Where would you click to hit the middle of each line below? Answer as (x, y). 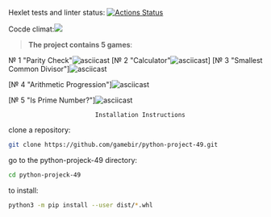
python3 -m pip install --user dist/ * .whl (81, 205)
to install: (23, 190)
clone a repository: (40, 130)
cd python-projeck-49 (45, 175)
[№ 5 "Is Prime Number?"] (52, 100)
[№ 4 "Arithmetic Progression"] (60, 84)
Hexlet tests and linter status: (57, 13)
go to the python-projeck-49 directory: (73, 160)
